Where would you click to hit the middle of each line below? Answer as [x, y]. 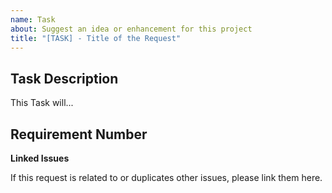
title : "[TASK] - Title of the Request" [96, 38]
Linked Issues [40, 158]
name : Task [33, 19]
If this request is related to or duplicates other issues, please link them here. [166, 177]
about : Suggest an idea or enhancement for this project [131, 29]
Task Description [64, 78]
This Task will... [42, 103]
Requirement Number [79, 134]
